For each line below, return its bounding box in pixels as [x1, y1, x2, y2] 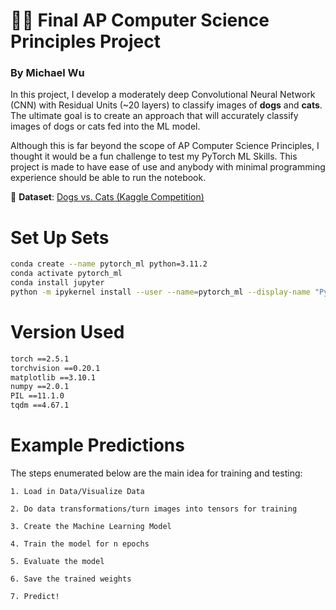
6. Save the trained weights [10, 574, 132, 584]
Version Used [10, 321, 125, 344]
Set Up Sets [10, 226, 110, 249]
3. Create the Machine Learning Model [10, 522, 172, 532]
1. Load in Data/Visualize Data [10, 487, 145, 497]
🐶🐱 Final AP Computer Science [10, 9, 270, 32]
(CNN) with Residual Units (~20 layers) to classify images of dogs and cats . [10, 99, 323, 111]
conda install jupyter [10, 278, 105, 288]
